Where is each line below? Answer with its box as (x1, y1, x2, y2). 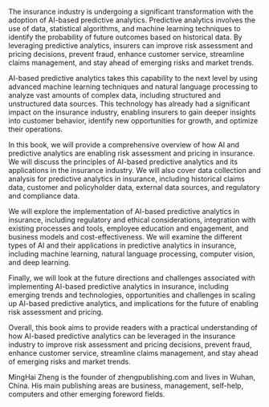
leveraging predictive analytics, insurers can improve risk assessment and (8, 41, 253, 50)
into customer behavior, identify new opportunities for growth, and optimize (8, 116, 259, 125)
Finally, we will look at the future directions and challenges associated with (8, 273, 255, 283)
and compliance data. (8, 191, 80, 200)
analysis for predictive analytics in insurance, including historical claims (8, 174, 245, 183)
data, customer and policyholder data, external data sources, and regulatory (8, 183, 260, 191)
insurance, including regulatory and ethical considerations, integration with (8, 216, 256, 224)
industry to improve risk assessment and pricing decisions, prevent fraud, (8, 340, 252, 349)
